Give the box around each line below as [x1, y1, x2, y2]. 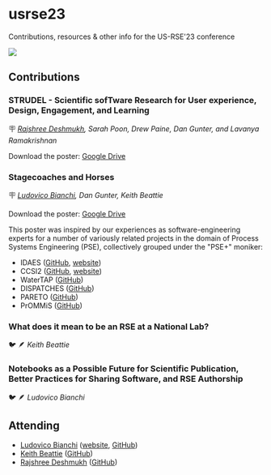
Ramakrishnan [8, 135, 57, 145]
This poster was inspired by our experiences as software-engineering [8, 225, 241, 234]
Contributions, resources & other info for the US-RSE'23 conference [8, 32, 235, 41]
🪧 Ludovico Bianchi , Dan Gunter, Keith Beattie [8, 190, 163, 199]
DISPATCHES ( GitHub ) [19, 283, 95, 293]
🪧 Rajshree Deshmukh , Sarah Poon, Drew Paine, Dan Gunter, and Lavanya [8, 123, 260, 134]
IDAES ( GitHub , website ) [19, 257, 102, 267]
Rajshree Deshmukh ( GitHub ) [19, 457, 118, 467]
